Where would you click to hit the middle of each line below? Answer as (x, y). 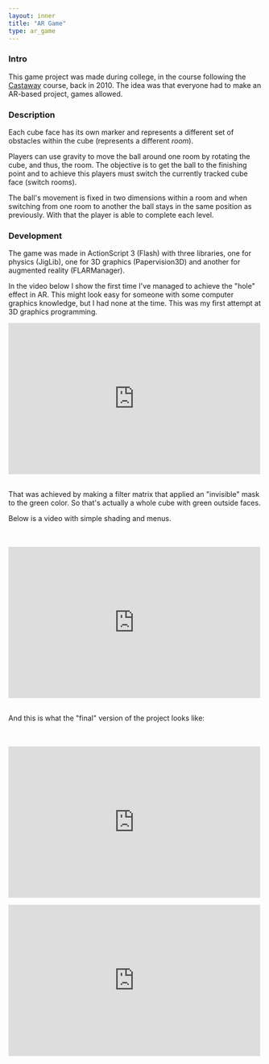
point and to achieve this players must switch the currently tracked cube (128, 173)
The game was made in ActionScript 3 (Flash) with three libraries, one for (130, 253)
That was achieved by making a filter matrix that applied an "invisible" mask (134, 494)
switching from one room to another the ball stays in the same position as (130, 206)
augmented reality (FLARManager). (66, 270)
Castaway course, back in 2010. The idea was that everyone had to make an (135, 85)
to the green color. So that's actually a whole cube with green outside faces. (134, 503)
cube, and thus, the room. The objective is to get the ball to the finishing (128, 165)
